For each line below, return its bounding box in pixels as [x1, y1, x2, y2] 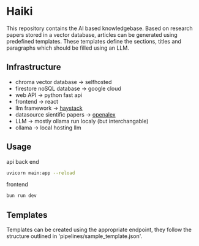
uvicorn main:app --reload [6, 170, 75, 176]
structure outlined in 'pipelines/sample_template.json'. [6, 233, 143, 240]
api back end [6, 158, 39, 165]
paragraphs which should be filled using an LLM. [6, 44, 130, 52]
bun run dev [6, 193, 37, 199]
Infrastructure [6, 62, 61, 72]
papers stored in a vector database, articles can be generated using [6, 31, 178, 38]
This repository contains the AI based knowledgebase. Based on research [6, 25, 193, 32]
